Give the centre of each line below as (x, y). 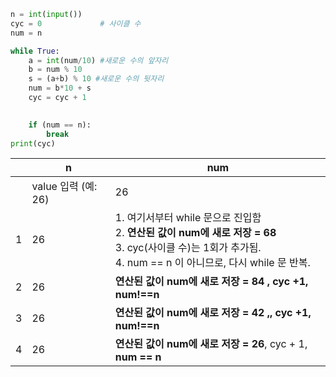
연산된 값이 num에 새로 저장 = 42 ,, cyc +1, (213, 313)
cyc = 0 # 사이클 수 (76, 23)
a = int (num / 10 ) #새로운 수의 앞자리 (98, 60)
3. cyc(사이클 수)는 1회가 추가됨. (188, 248)
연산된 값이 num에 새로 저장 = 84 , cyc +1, (211, 282)
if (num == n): (60, 125)
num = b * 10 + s (60, 88)
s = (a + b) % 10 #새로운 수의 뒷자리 (96, 79)
